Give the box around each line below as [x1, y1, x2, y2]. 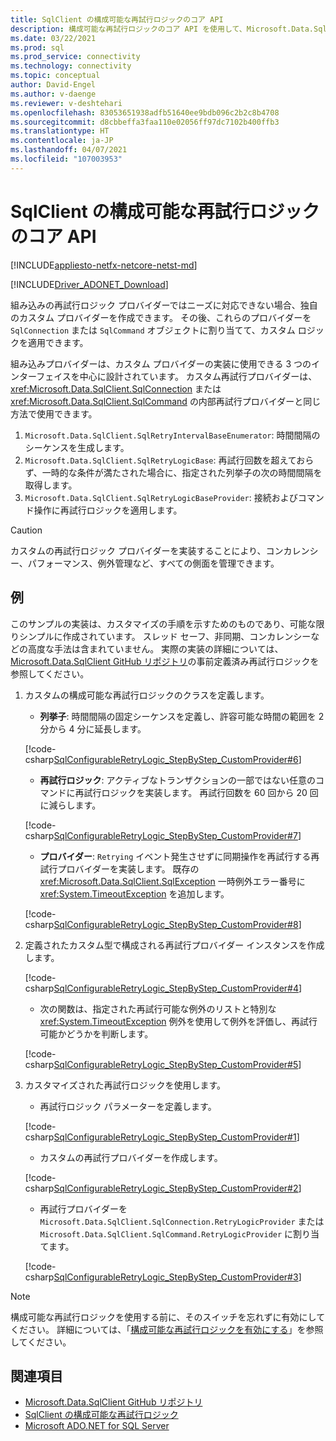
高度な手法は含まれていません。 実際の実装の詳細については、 [27, 642, 284, 655]
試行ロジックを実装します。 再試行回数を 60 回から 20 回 [83, 786, 319, 798]
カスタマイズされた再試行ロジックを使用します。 [24, 1079, 226, 1091]
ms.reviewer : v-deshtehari [10, 98, 123, 108]
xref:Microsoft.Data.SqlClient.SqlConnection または [10, 382, 222, 395]
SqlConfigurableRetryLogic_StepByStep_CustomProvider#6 [53, 753, 299, 765]
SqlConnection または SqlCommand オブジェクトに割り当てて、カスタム [10, 324, 296, 336]
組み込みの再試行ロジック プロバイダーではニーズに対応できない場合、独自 [10, 299, 318, 311]
